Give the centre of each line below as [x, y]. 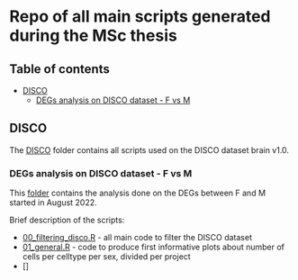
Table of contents [59, 69]
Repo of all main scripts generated [140, 17]
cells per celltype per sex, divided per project [106, 257]
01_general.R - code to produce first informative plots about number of [154, 247]
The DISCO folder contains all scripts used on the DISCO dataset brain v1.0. [149, 149]
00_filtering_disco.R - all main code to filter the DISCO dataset [137, 238]
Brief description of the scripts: [67, 220]
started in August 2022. [53, 203]
